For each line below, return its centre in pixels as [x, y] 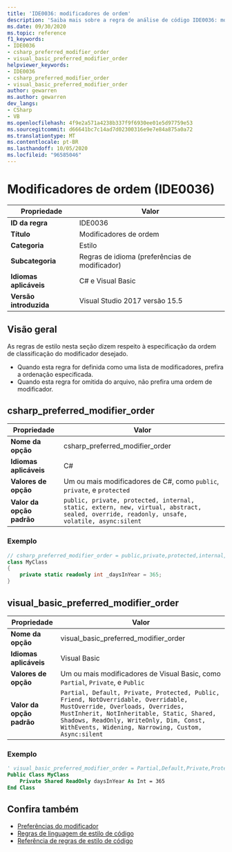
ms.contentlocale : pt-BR [43, 142]
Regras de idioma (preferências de [135, 257]
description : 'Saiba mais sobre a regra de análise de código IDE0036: [112, 20]
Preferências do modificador [58, 826]
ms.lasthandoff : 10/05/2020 [48, 149]
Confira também [43, 809]
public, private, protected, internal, [129, 501]
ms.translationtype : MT [41, 136]
